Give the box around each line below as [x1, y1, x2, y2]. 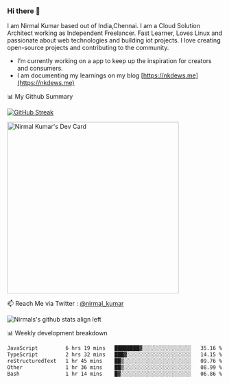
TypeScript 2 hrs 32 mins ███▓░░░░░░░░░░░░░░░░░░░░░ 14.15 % [7, 351, 223, 359]
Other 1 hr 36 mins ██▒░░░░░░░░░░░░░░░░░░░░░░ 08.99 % [7, 363, 223, 371]
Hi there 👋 [7, 6, 41, 16]
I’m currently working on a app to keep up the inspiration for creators [16, 57, 213, 65]
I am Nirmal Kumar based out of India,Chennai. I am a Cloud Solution [7, 22, 201, 30]
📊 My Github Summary [7, 93, 73, 101]
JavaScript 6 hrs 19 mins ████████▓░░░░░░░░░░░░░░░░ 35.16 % [7, 345, 223, 352]
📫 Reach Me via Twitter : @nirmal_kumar [7, 300, 124, 308]
